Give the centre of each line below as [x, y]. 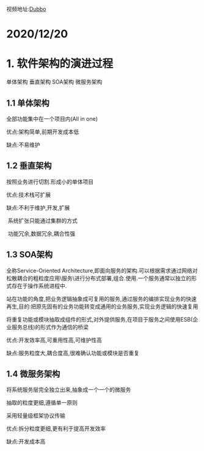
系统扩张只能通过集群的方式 [42, 220]
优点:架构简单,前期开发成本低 [43, 132]
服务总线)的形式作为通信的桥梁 [50, 327]
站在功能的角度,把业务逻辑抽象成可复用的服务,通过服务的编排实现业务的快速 [102, 298]
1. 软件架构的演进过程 [60, 64]
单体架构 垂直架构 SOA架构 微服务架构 [54, 82]
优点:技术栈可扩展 [29, 195]
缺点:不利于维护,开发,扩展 [38, 207]
